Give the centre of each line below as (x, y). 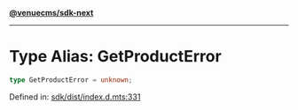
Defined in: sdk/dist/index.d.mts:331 (75, 97)
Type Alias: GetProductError (115, 57)
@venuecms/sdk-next (51, 13)
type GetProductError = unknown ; (71, 80)
